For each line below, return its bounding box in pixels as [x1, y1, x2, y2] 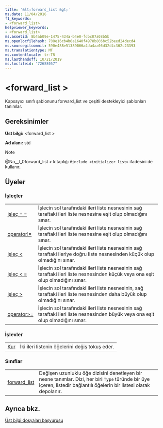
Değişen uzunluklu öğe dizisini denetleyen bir [39, 370, 142, 377]
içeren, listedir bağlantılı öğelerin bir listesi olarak [39, 382, 150, 389]
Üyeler [5, 178, 26, 186]
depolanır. [39, 388, 62, 395]
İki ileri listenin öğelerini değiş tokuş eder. [20, 343, 114, 350]
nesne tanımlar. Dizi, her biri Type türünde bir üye [39, 376, 150, 383]
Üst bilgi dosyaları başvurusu [5, 417, 63, 423]
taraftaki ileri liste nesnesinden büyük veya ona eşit [38, 310, 154, 317]
